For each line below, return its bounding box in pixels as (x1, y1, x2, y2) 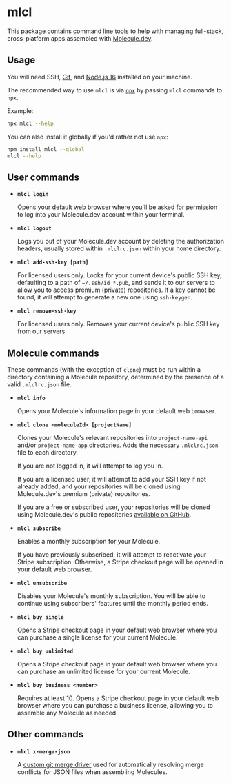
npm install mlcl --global (7, 146, 85, 152)
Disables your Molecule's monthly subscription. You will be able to (17, 592, 205, 600)
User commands (7, 171, 79, 183)
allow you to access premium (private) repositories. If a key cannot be (17, 286, 216, 294)
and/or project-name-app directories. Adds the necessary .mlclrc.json (17, 441, 219, 449)
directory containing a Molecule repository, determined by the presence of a (7, 373, 224, 381)
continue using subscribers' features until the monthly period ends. (17, 599, 208, 607)
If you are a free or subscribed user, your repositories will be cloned (17, 503, 210, 511)
